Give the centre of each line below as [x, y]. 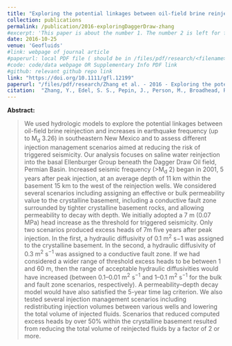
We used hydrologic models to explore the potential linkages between [123, 124]
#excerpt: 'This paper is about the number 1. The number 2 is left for [114, 33]
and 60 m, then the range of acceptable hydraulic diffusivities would [121, 269]
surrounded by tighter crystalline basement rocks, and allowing [114, 207]
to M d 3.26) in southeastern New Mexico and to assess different [115, 139]
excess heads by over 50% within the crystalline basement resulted [120, 321]
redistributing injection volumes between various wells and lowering [120, 306]
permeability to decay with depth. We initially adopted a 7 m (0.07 [117, 215]
